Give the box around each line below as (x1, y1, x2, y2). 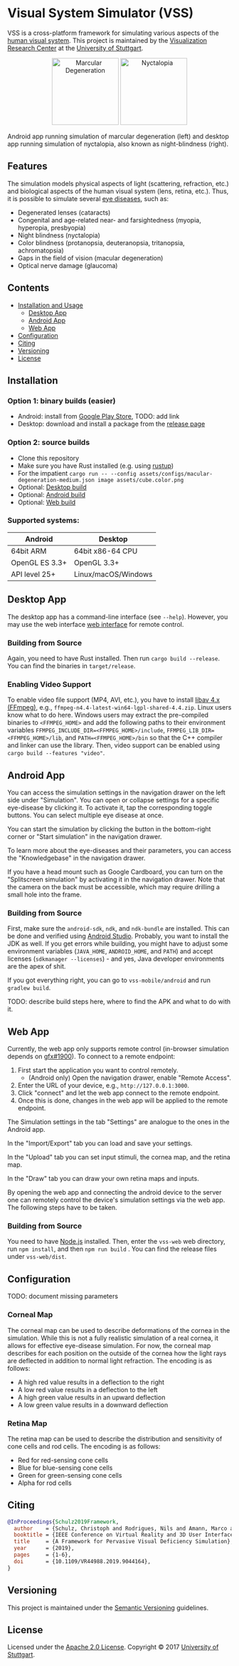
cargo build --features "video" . (7, 749, 105, 757)
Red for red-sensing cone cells (17, 1456, 109, 1464)
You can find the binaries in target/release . (7, 661, 136, 670)
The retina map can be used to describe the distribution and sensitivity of (7, 1434, 223, 1443)
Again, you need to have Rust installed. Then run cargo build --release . (7, 654, 221, 663)
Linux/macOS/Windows (73, 569, 153, 579)
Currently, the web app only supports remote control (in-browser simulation (7, 1045, 229, 1053)
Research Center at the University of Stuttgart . (7, 44, 144, 52)
